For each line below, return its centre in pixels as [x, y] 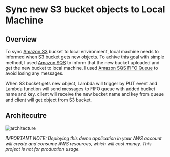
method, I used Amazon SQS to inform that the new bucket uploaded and [82, 62]
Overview [21, 39]
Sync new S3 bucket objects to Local [85, 9]
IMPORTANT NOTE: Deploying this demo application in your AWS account [84, 138]
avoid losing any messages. [35, 73]
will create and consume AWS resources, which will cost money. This [79, 143]
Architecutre [26, 116]
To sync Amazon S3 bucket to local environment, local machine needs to [82, 52]
